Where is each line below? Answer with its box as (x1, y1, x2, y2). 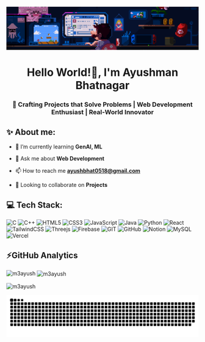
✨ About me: (6, 126, 56, 137)
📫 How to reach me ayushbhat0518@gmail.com (15, 167, 140, 175)
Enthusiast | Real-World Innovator (51, 108, 154, 117)
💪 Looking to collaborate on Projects (15, 181, 108, 189)
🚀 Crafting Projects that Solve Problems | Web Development (12, 100, 193, 109)
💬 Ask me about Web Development (15, 155, 105, 162)
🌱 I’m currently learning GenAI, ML (15, 143, 103, 150)
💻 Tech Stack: (6, 200, 63, 210)
